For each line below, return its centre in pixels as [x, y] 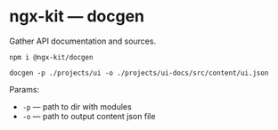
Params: [25, 89]
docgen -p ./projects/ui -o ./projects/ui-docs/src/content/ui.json [139, 73]
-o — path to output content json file [89, 116]
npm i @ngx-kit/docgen [51, 57]
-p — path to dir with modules [77, 106]
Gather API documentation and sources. [83, 41]
